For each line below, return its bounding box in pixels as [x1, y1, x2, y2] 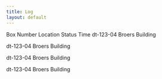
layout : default [6, 14, 47, 20]
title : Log [6, 8, 33, 15]
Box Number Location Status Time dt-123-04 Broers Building [6, 31, 157, 38]
